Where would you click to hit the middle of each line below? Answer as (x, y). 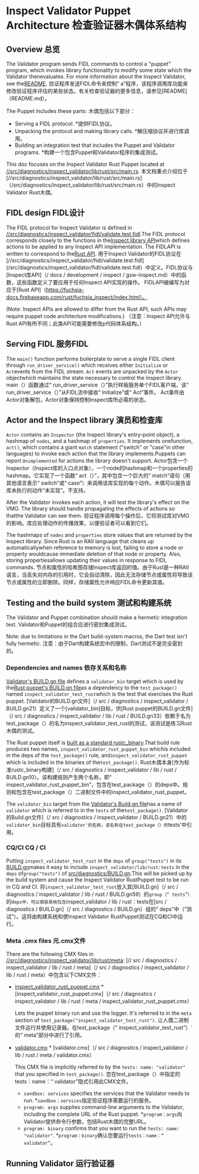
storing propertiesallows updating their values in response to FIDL (86, 561)
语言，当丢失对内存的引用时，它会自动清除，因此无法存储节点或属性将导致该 (99, 575)
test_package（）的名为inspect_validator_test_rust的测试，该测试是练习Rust (99, 723)
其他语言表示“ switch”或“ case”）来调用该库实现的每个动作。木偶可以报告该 (99, 483)
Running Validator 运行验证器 (60, 1163)
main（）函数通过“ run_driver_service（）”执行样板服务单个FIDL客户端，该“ (97, 385)
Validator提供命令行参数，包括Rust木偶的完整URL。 (86, 1122)
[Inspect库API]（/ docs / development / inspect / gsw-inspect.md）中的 (94, 275)
